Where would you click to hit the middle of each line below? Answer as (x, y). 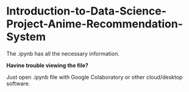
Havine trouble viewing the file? (47, 65)
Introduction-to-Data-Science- (86, 11)
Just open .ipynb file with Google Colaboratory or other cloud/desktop (94, 77)
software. (18, 84)
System (26, 37)
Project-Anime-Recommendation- (95, 24)
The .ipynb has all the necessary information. (63, 53)
